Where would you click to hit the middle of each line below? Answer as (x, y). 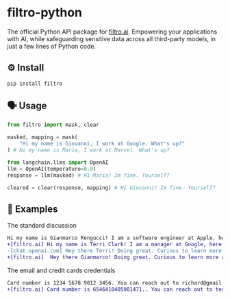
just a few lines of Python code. (52, 46)
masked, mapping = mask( (42, 137)
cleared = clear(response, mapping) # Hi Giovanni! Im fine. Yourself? (111, 188)
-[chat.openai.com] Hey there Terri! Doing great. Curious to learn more (115, 251)
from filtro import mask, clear (53, 125)
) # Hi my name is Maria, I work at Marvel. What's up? (88, 150)
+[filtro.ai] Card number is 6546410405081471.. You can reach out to (110, 289)
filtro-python (45, 13)
